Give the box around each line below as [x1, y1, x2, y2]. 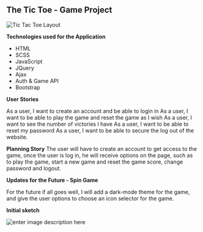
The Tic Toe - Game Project [6, 5, 113, 15]
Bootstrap [15, 84, 40, 91]
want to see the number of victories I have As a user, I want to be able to [6, 120, 189, 128]
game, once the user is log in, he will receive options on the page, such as [6, 151, 193, 159]
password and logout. [6, 164, 61, 172]
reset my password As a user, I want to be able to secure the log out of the [6, 126, 194, 134]
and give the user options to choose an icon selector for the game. [6, 195, 174, 202]
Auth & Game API [15, 77, 59, 84]
